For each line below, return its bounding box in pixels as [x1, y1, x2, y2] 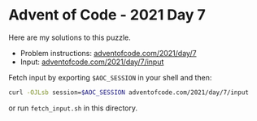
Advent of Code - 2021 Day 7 [8, 6, 206, 24]
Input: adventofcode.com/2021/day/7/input [20, 57, 164, 67]
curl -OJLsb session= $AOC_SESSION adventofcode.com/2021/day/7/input [8, 88, 250, 97]
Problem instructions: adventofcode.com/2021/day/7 [20, 48, 197, 58]
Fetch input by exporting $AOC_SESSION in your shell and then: [8, 72, 212, 82]
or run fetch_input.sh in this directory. [8, 103, 138, 113]
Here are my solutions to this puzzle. [8, 32, 132, 42]
